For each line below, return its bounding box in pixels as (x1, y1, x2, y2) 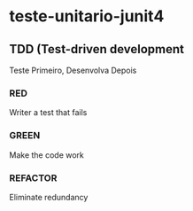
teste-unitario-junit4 (9, 6, 165, 27)
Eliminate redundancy (9, 191, 89, 202)
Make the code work (9, 149, 84, 160)
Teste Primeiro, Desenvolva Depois (9, 65, 137, 75)
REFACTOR (9, 171, 58, 184)
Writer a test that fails (9, 107, 88, 118)
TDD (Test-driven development (9, 42, 184, 57)
